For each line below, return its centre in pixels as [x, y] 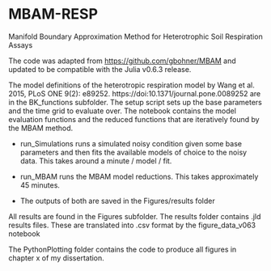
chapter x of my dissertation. [57, 258]
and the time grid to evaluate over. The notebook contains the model [123, 111]
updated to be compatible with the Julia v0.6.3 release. [100, 69]
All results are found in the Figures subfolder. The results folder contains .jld [135, 216]
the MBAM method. [41, 128]
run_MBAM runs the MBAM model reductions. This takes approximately [139, 176]
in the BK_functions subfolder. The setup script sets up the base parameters [135, 102]
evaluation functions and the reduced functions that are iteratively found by [134, 119]
